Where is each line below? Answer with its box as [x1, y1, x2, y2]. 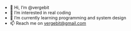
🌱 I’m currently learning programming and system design [9, 15, 127, 20]
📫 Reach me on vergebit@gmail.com [9, 20, 86, 26]
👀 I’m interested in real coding [9, 10, 71, 15]
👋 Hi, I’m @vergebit [9, 5, 50, 10]
